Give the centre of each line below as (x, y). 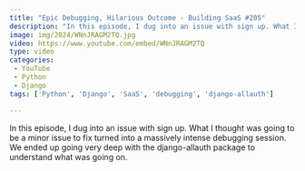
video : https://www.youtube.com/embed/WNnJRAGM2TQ (107, 43)
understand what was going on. (69, 156)
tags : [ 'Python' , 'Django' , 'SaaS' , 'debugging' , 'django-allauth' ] (142, 94)
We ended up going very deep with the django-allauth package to (133, 147)
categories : (32, 60)
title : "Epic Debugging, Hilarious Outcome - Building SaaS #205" (138, 18)
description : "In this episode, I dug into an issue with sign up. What (150, 26)
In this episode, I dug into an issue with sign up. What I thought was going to (152, 127)
